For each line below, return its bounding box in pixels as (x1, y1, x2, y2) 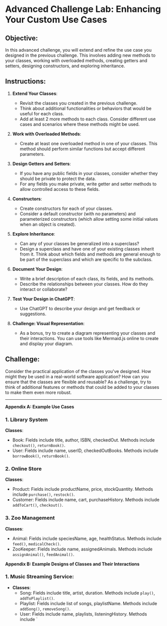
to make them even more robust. (5, 389, 72, 395)
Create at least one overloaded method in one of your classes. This (19, 140, 158, 146)
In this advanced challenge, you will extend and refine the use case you (5, 47, 152, 53)
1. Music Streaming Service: (5, 573, 74, 580)
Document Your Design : (12, 266, 63, 272)
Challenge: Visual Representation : (12, 320, 85, 326)
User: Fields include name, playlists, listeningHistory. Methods (19, 611, 148, 617)
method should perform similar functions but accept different (19, 146, 145, 152)
